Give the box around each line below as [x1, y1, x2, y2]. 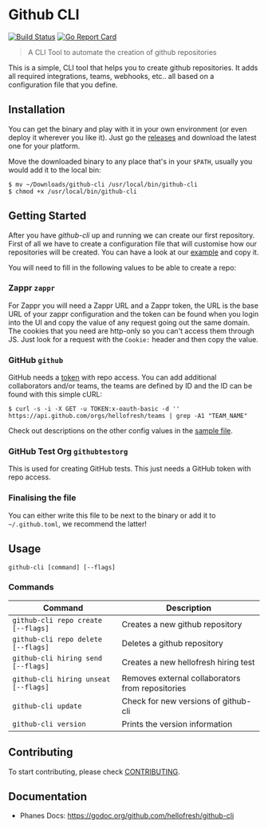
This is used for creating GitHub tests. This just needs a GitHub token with [8, 464, 251, 474]
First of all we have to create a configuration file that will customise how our [8, 239, 258, 248]
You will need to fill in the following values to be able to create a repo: [8, 262, 237, 272]
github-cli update [12, 701, 82, 711]
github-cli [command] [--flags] [8, 563, 116, 571]
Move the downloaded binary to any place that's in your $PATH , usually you [8, 156, 253, 166]
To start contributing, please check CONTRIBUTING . [8, 767, 181, 776]
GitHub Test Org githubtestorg [8, 446, 128, 457]
